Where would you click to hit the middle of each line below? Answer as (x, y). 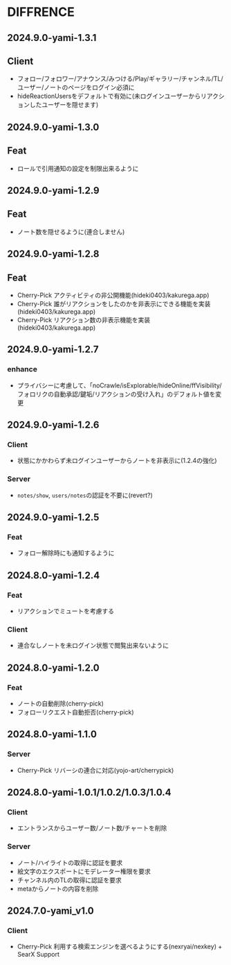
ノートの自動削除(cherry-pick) (60, 704)
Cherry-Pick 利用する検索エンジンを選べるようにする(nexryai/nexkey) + (120, 947)
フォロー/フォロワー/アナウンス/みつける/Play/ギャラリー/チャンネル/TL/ (120, 79)
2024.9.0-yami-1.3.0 (53, 127)
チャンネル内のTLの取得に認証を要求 (70, 880)
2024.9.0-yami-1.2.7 (53, 350)
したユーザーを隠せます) (64, 105)
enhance (22, 369)
